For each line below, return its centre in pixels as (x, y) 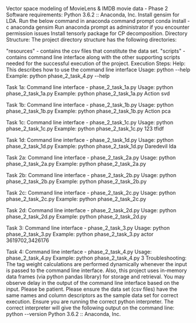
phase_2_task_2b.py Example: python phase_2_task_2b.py (76, 181)
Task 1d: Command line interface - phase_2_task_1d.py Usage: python (90, 140)
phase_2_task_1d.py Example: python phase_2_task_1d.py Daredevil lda (91, 146)
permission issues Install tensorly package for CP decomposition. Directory (97, 33)
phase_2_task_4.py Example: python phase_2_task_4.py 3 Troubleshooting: (97, 258)
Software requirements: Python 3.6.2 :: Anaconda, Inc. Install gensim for (93, 15)
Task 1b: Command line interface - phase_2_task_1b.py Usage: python (90, 105)
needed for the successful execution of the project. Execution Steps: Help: (96, 63)
